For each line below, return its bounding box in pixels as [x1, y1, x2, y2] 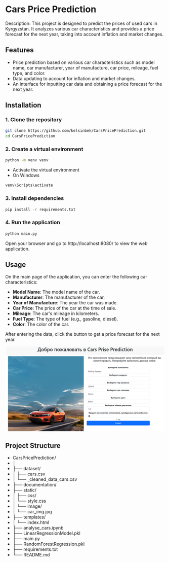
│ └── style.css [12, 498, 47, 504]
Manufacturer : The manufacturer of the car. [12, 294, 105, 300]
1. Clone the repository [5, 116, 62, 123]
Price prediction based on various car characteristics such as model [12, 59, 155, 65]
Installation [5, 101, 41, 110]
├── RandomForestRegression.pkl [12, 541, 85, 547]
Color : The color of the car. [12, 321, 70, 328]
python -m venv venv [5, 158, 49, 163]
